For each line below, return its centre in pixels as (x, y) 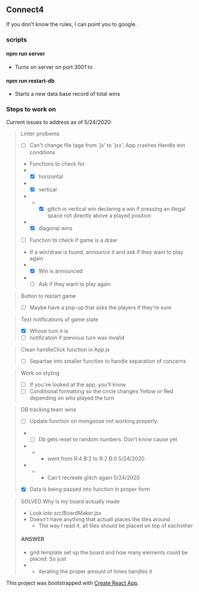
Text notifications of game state (60, 319)
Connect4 (25, 10)
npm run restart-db (31, 80)
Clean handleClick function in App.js (65, 350)
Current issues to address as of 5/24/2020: (59, 122)
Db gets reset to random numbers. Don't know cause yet (108, 440)
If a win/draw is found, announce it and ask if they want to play (106, 252)
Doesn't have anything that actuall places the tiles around (100, 519)
